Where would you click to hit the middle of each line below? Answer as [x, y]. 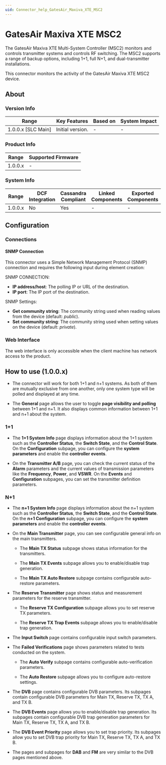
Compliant [73, 199]
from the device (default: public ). [46, 317]
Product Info [20, 144]
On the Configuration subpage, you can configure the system [76, 448]
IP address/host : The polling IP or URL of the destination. [71, 287]
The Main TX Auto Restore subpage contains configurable [80, 578]
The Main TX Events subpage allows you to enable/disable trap [84, 563]
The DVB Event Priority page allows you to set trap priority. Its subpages [86, 732]
